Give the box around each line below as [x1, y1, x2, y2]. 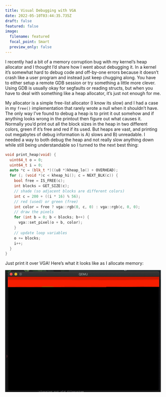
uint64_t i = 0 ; [9, 162, 43, 168]
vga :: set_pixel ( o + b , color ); [18, 220, 83, 225]
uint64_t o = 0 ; [9, 157, 43, 162]
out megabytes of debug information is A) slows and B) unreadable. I [5, 131, 146, 137]
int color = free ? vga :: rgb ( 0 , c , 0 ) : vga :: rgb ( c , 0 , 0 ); [14, 204, 141, 209]
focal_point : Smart [9, 40, 50, 45]
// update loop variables [14, 230, 68, 235]
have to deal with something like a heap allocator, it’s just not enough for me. [5, 90, 161, 96]
